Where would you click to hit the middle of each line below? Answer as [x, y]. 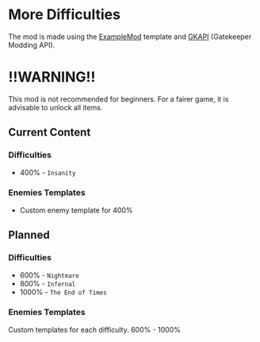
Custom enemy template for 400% [76, 210]
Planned [29, 235]
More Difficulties [65, 15]
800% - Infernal [48, 283]
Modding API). [32, 44]
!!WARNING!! [52, 77]
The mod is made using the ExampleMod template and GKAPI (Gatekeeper [130, 37]
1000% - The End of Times [63, 292]
